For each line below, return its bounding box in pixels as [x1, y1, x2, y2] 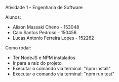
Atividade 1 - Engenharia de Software [5, 5, 83, 10]
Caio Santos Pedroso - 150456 [12, 30, 77, 35]
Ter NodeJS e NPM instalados [12, 54, 76, 61]
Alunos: [5, 14, 21, 20]
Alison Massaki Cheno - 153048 [12, 24, 80, 30]
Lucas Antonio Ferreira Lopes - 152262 [12, 35, 95, 41]
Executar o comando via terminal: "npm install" [12, 66, 111, 71]
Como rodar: [5, 45, 32, 50]
